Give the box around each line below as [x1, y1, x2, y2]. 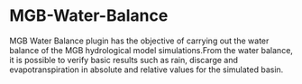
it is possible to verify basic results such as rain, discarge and [9, 54, 239, 65]
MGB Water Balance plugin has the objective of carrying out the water [9, 35, 270, 46]
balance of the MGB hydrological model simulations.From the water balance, [9, 44, 293, 55]
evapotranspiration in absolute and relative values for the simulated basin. [9, 64, 284, 75]
